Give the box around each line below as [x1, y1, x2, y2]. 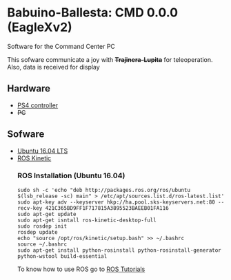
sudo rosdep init [17, 222, 68, 230]
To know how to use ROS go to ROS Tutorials [17, 265, 145, 273]
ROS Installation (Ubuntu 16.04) [17, 171, 125, 180]
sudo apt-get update [17, 211, 77, 217]
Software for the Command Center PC [7, 42, 116, 50]
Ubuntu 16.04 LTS [17, 147, 68, 155]
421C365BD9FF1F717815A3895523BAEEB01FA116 [45, 204, 169, 211]
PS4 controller [17, 101, 59, 109]
